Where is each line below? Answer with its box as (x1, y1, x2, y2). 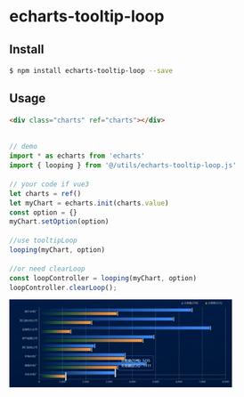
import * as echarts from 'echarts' (9, 151, 145, 161)
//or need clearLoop (9, 264, 86, 273)
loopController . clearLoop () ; (9, 283, 118, 292)
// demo (9, 142, 38, 151)
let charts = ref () (9, 189, 82, 198)
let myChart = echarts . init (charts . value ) (9, 198, 169, 207)
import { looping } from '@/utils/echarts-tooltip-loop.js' (9, 161, 238, 170)
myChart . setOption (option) (9, 217, 110, 226)
